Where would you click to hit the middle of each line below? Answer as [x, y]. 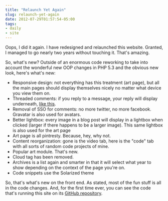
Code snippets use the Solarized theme [53, 173]
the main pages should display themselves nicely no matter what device [87, 88]
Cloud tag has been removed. [43, 157]
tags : [11, 24]
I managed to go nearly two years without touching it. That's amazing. [77, 52]
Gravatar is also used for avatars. [47, 114]
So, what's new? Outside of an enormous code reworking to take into [77, 62]
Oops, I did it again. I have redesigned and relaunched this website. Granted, [84, 47]
